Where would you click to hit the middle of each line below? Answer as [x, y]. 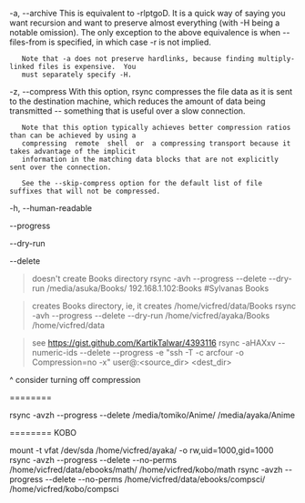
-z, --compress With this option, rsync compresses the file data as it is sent [151, 91]
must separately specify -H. [76, 75]
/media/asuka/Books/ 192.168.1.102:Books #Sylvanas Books [158, 288]
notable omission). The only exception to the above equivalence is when [145, 32]
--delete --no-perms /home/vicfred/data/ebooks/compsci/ [155, 479]
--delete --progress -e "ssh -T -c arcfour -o [162, 352]
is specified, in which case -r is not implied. [130, 42]
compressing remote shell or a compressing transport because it [156, 144]
